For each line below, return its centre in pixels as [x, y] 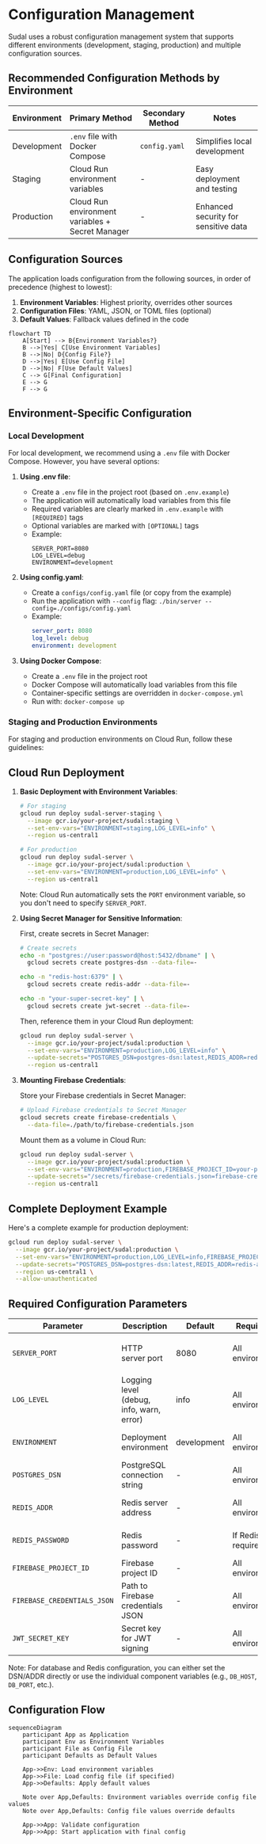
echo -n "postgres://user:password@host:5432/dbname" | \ [117, 955]
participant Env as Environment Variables [93, 1741]
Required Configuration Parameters [98, 1303]
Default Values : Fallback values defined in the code [104, 319]
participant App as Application [76, 1735]
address [137, 1513]
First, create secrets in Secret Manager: [84, 933]
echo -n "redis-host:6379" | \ [71, 977]
